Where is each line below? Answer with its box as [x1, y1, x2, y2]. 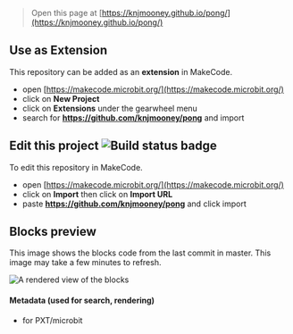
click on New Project [21, 93, 100, 104]
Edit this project [9, 138, 99, 154]
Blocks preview [9, 224, 96, 239]
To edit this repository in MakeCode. [9, 162, 143, 172]
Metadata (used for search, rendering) [9, 295, 155, 306]
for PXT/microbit [21, 314, 83, 325]
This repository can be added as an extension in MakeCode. [9, 66, 233, 77]
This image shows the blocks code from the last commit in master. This [9, 247, 272, 258]
